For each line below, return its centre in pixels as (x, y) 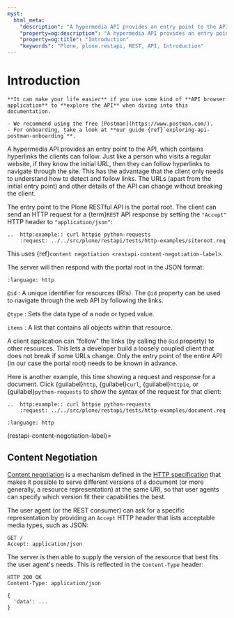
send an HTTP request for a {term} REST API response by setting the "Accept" (117, 214)
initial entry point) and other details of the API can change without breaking (115, 186)
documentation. (29, 111)
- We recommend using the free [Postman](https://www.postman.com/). (110, 124)
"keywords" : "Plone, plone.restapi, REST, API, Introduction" (112, 46)
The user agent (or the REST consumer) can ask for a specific (96, 510)
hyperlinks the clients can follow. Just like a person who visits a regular (109, 156)
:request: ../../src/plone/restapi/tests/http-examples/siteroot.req (123, 241)
